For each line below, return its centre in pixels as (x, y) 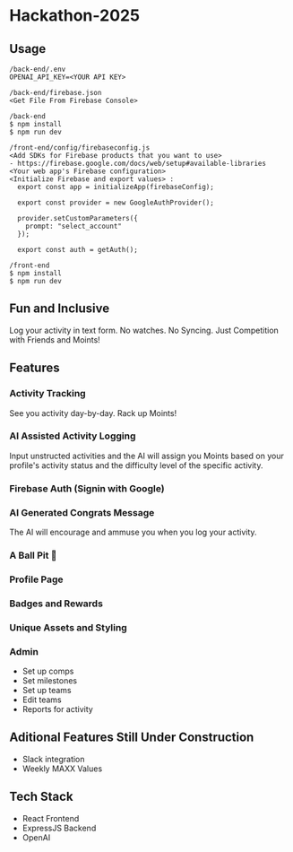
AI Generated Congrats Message (82, 512)
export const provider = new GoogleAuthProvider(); (116, 203)
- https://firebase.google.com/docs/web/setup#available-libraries (138, 163)
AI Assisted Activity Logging (73, 436)
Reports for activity (58, 709)
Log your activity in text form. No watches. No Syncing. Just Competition (144, 330)
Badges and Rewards (56, 604)
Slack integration (53, 759)
